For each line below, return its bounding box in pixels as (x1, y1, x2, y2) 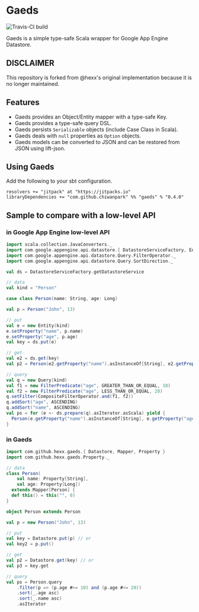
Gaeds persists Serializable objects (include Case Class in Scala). (14, 126, 179, 133)
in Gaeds (6, 435, 33, 444)
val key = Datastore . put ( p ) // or (6, 535, 92, 541)
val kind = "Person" (6, 285, 57, 291)
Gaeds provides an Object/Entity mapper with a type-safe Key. (14, 113, 168, 120)
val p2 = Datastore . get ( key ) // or (6, 557, 94, 563)
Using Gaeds (6, 161, 54, 172)
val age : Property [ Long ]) (17, 482, 81, 487)
